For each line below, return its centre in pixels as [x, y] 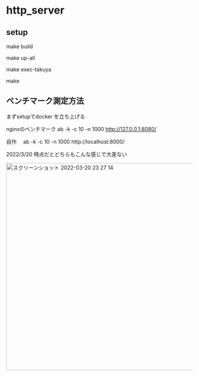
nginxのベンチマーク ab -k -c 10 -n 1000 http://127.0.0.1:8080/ [81, 129]
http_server [36, 10]
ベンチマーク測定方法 [45, 101]
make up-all [21, 58]
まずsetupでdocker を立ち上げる [46, 116]
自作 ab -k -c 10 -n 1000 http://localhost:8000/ [66, 141]
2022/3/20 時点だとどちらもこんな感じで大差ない [67, 154]
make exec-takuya [29, 69]
